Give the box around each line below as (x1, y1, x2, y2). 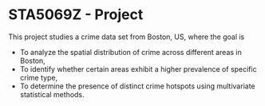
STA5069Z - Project (8, 6, 144, 24)
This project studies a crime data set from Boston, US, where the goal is (8, 32, 245, 41)
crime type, (19, 73, 58, 82)
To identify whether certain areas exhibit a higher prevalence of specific (19, 64, 257, 73)
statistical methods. (19, 89, 85, 99)
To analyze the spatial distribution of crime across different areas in (19, 47, 242, 57)
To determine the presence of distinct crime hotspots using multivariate (19, 81, 255, 91)
